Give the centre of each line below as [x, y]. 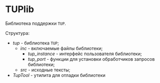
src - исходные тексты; [45, 70]
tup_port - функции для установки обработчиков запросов [91, 59]
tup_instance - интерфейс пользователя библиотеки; [85, 54]
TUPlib [20, 9]
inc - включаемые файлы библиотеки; [61, 48]
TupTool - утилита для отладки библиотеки [59, 75]
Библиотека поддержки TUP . [36, 23]
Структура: [17, 33]
